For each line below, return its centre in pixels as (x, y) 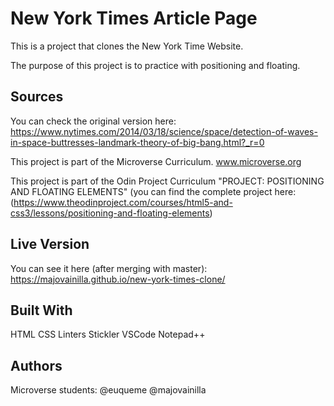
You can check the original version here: (93, 121)
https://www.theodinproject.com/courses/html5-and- (123, 202)
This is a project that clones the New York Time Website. (127, 46)
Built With (41, 310)
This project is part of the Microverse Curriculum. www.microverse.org (156, 161)
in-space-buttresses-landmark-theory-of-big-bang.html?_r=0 (137, 142)
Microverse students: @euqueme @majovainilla (108, 390)
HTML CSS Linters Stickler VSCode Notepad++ (108, 334)
